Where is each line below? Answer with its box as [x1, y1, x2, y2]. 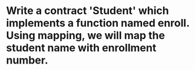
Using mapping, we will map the [6, 29, 165, 42]
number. [6, 54, 48, 67]
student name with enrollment [6, 41, 157, 55]
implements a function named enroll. [6, 16, 190, 30]
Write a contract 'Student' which [6, 4, 169, 17]
